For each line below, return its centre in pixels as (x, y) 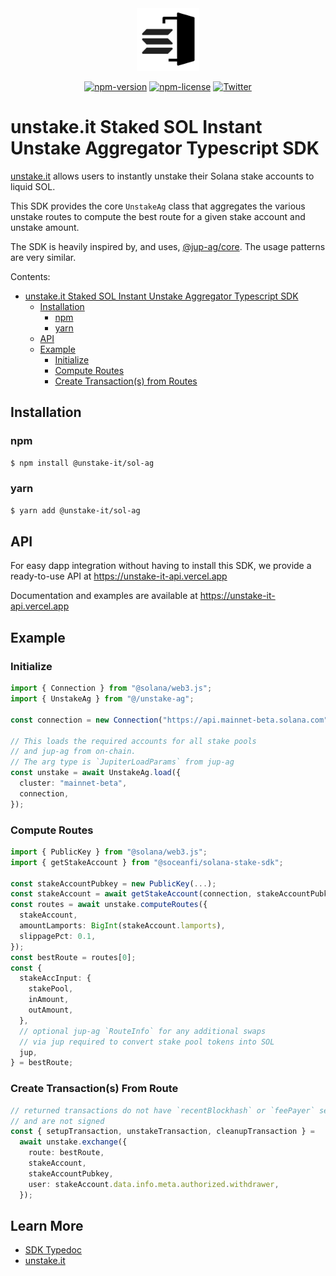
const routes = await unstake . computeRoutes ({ (109, 905)
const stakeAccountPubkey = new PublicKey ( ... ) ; (113, 883)
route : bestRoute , (66, 1153)
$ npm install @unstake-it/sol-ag (82, 463)
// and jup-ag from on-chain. (73, 752)
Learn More (47, 1225)
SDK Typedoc (53, 1250)
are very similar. (43, 257)
